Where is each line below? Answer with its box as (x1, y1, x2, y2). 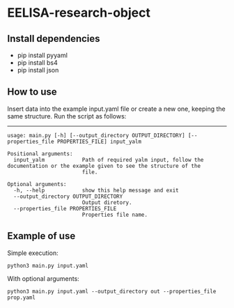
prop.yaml (7, 294, 36, 301)
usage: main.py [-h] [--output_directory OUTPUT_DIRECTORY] (7, 132, 186, 139)
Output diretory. (81, 199, 132, 206)
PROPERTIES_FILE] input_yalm (56, 138, 141, 145)
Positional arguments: (7, 150, 73, 157)
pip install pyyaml (17, 51, 68, 59)
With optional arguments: (7, 274, 80, 283)
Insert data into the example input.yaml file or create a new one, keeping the (7, 105, 226, 113)
